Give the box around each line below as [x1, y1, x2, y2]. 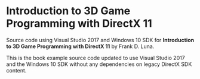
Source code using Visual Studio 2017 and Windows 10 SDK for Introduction [6, 36, 195, 43]
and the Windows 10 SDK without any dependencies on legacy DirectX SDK [6, 61, 192, 68]
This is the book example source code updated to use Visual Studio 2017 [6, 54, 185, 61]
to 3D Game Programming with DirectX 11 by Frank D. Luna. [6, 43, 155, 50]
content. [6, 67, 27, 74]
